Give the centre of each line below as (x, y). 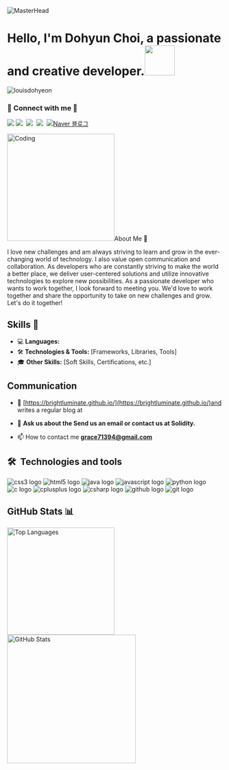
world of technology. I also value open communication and (118, 259)
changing (21, 259)
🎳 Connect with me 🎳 (43, 108)
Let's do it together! (35, 303)
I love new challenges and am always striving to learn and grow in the (105, 252)
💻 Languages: (38, 341)
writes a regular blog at (50, 410)
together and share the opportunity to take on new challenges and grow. (109, 296)
